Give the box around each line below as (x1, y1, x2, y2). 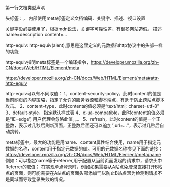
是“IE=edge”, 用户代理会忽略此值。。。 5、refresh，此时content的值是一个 (5, 116, 157, 122)
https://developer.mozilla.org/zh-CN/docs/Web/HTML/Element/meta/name (5, 152, 161, 157)
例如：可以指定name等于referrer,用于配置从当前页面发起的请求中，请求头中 (5, 158, 162, 163)
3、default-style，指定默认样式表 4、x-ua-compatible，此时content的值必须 (5, 109, 165, 116)
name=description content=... (5, 32, 67, 38)
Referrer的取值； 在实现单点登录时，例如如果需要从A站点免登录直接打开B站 (5, 164, 163, 170)
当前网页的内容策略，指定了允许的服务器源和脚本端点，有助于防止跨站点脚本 (5, 97, 165, 103)
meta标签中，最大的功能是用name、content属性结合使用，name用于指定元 (5, 139, 161, 145)
